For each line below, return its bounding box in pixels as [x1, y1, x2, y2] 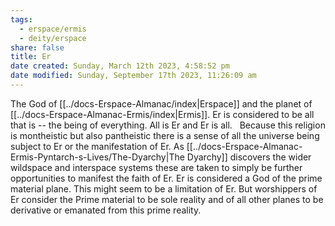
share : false [10, 42, 65, 53]
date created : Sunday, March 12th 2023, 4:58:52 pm [10, 61, 230, 71]
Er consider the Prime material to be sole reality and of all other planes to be [10, 193, 324, 205]
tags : [10, 14, 33, 25]
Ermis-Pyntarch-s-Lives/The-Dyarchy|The [10, 151, 185, 163]
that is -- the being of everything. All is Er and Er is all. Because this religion [10, 119, 326, 131]
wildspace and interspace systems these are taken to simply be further [10, 161, 303, 173]
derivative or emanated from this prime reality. [10, 204, 202, 216]
